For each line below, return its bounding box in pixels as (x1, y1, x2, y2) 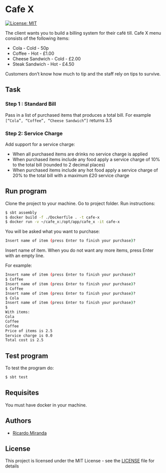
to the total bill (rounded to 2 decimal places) (12, 162, 105, 168)
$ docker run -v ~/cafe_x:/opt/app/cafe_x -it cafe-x (5, 219, 120, 224)
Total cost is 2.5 (5, 338, 44, 343)
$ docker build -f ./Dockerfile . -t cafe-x (5, 215, 100, 220)
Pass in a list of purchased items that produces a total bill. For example (5, 112, 151, 118)
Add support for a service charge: (5, 141, 75, 147)
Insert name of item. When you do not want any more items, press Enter (5, 248, 154, 254)
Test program (5, 351, 49, 360)
